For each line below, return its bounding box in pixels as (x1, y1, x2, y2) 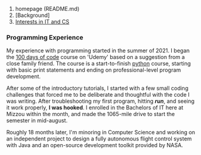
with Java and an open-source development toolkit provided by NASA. (6, 142, 183, 149)
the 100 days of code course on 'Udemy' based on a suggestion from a (6, 53, 185, 61)
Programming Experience (6, 33, 83, 41)
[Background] (15, 12, 50, 19)
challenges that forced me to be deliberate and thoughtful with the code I (6, 91, 190, 98)
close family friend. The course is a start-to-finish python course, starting (6, 60, 191, 67)
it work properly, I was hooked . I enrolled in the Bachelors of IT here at (6, 104, 184, 111)
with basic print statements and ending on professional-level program (6, 66, 182, 74)
